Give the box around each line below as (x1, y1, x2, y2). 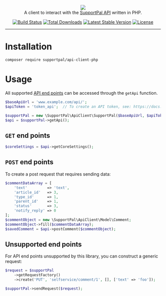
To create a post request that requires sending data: (5, 171, 111, 177)
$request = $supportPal (5, 268, 54, 273)
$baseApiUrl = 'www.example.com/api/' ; (5, 99, 87, 105)
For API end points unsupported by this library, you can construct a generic (5, 253, 159, 259)
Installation (5, 41, 52, 52)
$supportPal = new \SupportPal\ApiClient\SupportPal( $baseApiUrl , (5, 113, 145, 118)
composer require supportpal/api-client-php (5, 57, 98, 62)
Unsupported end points (5, 240, 82, 249)
